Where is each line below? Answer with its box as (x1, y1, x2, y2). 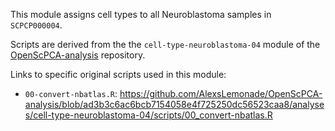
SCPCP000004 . (10, 19, 63, 31)
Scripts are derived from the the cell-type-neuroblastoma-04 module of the (10, 39, 321, 50)
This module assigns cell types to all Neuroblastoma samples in (10, 9, 272, 20)
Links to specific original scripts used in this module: (10, 69, 227, 80)
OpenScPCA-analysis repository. (10, 49, 146, 61)
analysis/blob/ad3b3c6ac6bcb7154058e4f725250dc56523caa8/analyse (24, 99, 325, 110)
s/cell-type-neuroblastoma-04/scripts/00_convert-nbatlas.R (24, 109, 273, 121)
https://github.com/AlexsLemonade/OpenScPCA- (119, 88, 323, 99)
